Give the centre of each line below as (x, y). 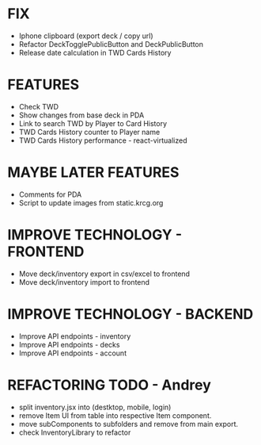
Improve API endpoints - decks (69, 344)
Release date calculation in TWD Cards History (95, 52)
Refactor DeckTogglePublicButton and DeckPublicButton (111, 44)
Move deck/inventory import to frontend (84, 282)
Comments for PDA (50, 194)
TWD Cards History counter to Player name (89, 132)
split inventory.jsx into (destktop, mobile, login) (95, 407)
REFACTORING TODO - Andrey (109, 385)
